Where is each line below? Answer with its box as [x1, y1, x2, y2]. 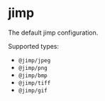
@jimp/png [18, 64, 48, 71]
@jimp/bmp [18, 72, 48, 79]
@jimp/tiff [18, 79, 51, 86]
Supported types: [8, 42, 60, 50]
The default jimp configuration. [8, 28, 99, 37]
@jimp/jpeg [18, 57, 51, 64]
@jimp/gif [18, 87, 48, 94]
